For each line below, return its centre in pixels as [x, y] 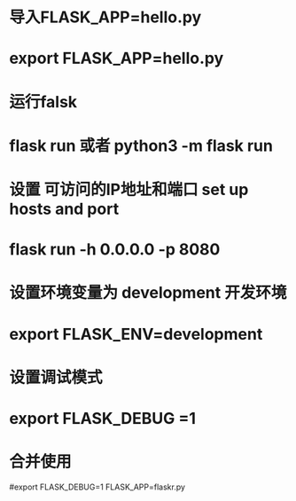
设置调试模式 [56, 377]
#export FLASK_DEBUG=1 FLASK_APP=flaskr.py [97, 487]
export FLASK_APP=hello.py [117, 59]
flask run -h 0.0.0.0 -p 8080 [115, 250]
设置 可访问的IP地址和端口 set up [129, 189]
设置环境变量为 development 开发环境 [148, 293]
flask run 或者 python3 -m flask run [141, 145]
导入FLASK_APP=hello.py [105, 17]
